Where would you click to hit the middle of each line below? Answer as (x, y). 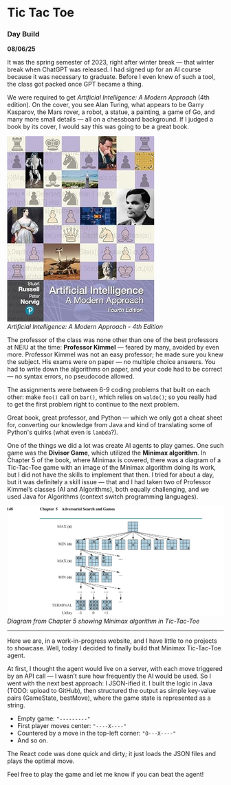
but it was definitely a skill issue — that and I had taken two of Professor (109, 482)
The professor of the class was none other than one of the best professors (113, 340)
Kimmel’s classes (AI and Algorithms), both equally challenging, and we (108, 490)
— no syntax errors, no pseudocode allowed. (71, 376)
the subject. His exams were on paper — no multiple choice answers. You (111, 362)
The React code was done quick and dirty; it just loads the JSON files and (112, 754)
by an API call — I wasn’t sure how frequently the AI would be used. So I (109, 676)
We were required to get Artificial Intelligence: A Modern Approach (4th (108, 98)
